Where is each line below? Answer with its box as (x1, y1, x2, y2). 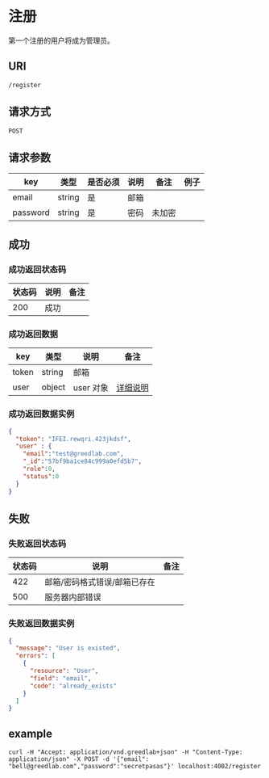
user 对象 (72, 382, 109, 393)
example (8, 726, 53, 740)
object (41, 381, 66, 393)
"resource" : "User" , (29, 667, 99, 675)
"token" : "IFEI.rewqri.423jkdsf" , (15, 435, 131, 443)
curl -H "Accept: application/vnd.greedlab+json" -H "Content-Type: (8, 748, 243, 756)
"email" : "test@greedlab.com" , (23, 450, 125, 458)
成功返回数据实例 (8, 409, 75, 420)
